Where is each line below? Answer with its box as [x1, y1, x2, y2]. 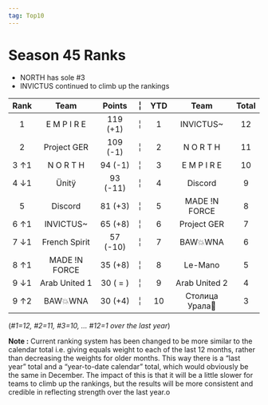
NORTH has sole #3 [19, 73, 85, 82]
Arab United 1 [39, 277, 93, 288]
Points [102, 100, 128, 111]
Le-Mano [183, 259, 220, 270]
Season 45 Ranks [8, 46, 126, 64]
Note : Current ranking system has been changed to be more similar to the [8, 336, 253, 346]
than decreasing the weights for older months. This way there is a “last [8, 353, 241, 363]
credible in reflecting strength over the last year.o [8, 387, 171, 396]
